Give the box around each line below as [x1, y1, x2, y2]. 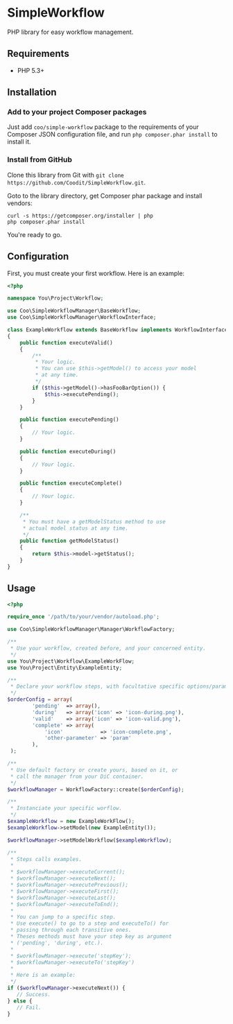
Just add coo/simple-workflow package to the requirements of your [7, 123, 199, 131]
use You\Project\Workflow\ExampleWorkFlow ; [7, 657, 135, 665]
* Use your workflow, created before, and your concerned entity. [10, 645, 207, 652]
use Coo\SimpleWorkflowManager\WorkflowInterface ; [7, 314, 157, 321]
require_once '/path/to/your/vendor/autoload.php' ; [7, 614, 159, 621]
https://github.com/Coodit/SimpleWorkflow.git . [7, 178, 146, 186]
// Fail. [16, 1004, 42, 1011]
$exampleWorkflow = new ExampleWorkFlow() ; [7, 818, 135, 825]
